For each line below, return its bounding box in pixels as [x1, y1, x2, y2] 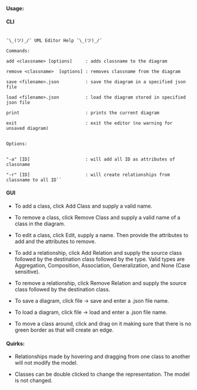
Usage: [6, 5, 25, 12]
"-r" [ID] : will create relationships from [6, 172, 170, 178]
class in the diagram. [14, 220, 66, 227]
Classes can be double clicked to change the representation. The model [14, 371, 190, 378]
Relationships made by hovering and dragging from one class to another [14, 353, 191, 360]
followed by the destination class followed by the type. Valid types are [14, 255, 185, 263]
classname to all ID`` [6, 177, 62, 183]
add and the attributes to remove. [14, 238, 96, 245]
